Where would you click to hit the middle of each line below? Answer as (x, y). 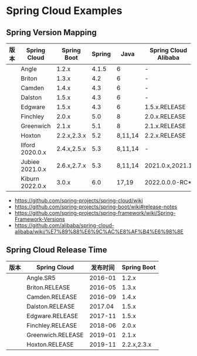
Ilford (28, 145)
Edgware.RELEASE (52, 316)
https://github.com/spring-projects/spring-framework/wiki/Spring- (95, 213)
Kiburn (30, 179)
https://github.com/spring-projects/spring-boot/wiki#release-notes (96, 207)
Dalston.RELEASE (51, 306)
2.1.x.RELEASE (165, 126)
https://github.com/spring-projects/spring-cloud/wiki (79, 201)
